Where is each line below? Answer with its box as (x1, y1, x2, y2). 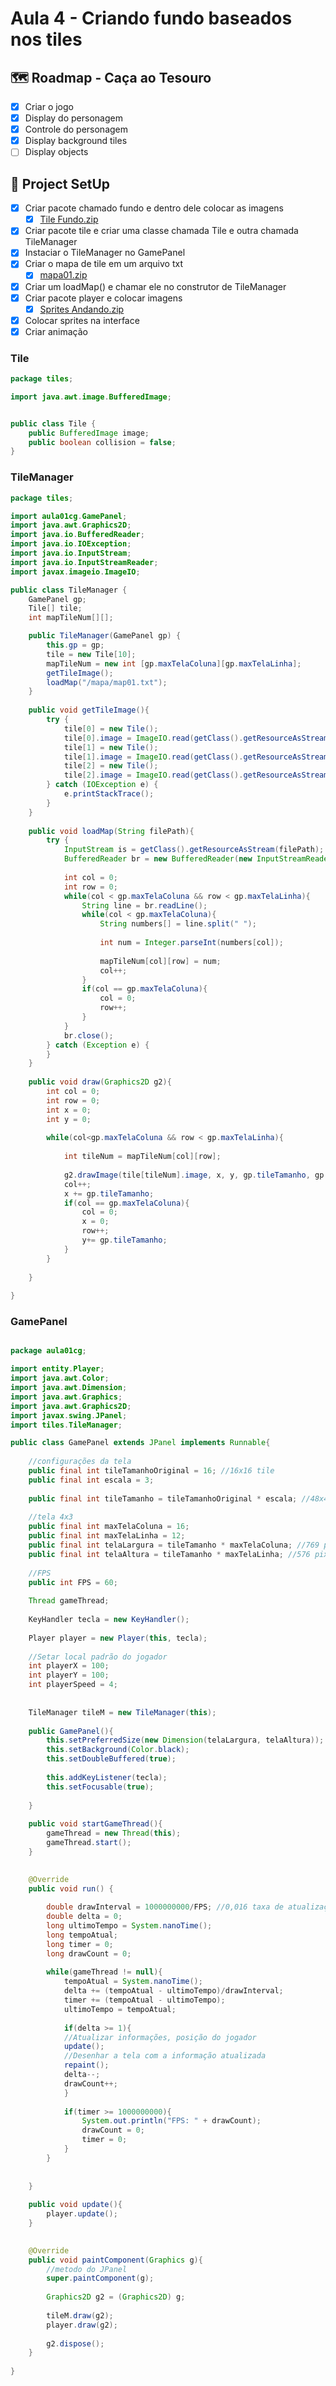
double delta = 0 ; (46, 1912, 123, 1922)
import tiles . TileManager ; (10, 1420, 123, 1430)
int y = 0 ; (46, 1114, 92, 1124)
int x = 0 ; (46, 1105, 92, 1115)
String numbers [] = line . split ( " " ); (99, 919, 257, 929)
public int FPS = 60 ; (28, 1577, 118, 1587)
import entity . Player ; (10, 1364, 105, 1374)
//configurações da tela (28, 1457, 132, 1467)
